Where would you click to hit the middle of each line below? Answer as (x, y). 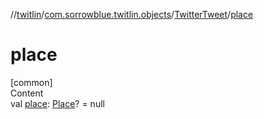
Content (27, 93)
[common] (31, 82)
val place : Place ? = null (57, 103)
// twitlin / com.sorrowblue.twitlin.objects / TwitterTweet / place (132, 14)
